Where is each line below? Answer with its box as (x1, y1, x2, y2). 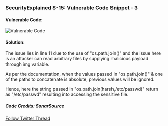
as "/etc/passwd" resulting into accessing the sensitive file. (5, 91, 129, 97)
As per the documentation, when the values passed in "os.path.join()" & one (5, 71, 163, 77)
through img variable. (5, 61, 50, 67)
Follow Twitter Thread (5, 115, 50, 122)
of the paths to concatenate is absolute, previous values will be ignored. (5, 76, 155, 82)
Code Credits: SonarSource (5, 103, 65, 109)
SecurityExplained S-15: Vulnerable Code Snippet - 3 (5, 4, 138, 11)
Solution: (5, 39, 25, 45)
